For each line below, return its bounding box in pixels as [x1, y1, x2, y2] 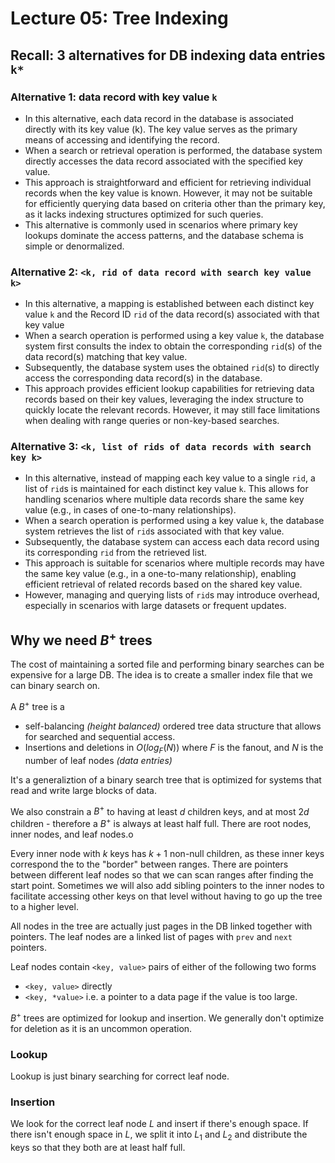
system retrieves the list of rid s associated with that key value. [24, 525, 285, 537]
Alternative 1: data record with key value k [10, 90, 218, 104]
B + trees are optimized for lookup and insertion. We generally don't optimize [10, 1010, 325, 1024]
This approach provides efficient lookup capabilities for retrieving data [24, 383, 315, 395]
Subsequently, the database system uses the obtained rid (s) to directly [24, 362, 320, 374]
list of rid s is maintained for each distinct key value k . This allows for [24, 483, 309, 495]
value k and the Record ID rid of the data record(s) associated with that [24, 308, 320, 321]
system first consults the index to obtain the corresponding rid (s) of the [24, 340, 323, 352]
